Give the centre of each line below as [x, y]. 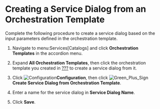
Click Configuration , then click [60, 77]
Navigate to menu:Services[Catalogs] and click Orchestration [75, 48]
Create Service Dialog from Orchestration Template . [67, 83]
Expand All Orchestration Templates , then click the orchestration [79, 63]
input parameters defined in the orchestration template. [61, 38]
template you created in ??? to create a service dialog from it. [75, 68]
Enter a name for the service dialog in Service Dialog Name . [74, 92]
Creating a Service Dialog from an [76, 9]
